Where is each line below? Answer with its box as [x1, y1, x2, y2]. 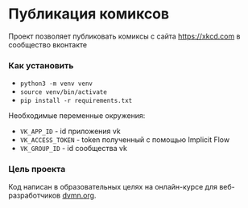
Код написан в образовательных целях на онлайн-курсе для [8, 181, 217, 191]
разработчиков [8, 190, 61, 200]
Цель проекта [8, 164, 66, 175]
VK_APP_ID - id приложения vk [19, 126, 121, 137]
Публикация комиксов [8, 5, 170, 23]
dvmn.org [62, 190, 95, 200]
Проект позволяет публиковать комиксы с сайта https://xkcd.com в [8, 31, 241, 41]
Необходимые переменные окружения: [8, 111, 146, 120]
